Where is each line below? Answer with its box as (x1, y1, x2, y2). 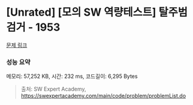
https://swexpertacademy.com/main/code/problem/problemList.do (20, 92, 186, 100)
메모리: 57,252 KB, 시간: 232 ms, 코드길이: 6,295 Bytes (6, 73, 138, 80)
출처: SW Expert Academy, (20, 85, 86, 93)
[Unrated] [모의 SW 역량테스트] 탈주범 (6, 5, 188, 19)
